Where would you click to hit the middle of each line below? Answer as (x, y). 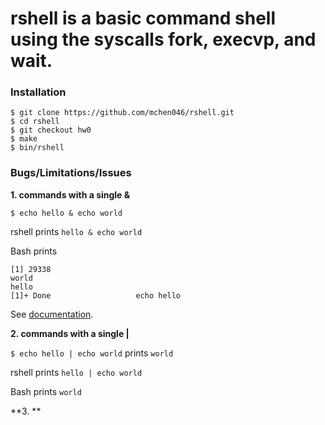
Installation (38, 92)
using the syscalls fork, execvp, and (163, 39)
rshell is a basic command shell (143, 18)
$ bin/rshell (37, 148)
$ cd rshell (35, 122)
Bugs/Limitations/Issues (71, 173)
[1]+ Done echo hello (96, 295)
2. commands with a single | (70, 333)
